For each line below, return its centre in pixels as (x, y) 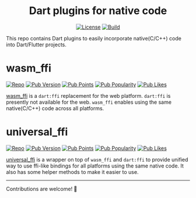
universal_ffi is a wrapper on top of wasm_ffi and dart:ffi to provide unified (97, 159)
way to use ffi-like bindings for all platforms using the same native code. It (95, 166)
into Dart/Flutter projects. (36, 45)
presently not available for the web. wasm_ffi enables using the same (89, 102)
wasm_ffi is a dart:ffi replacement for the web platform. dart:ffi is (88, 95)
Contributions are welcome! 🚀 (42, 189)
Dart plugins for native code (98, 11)
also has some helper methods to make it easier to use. (72, 172)
